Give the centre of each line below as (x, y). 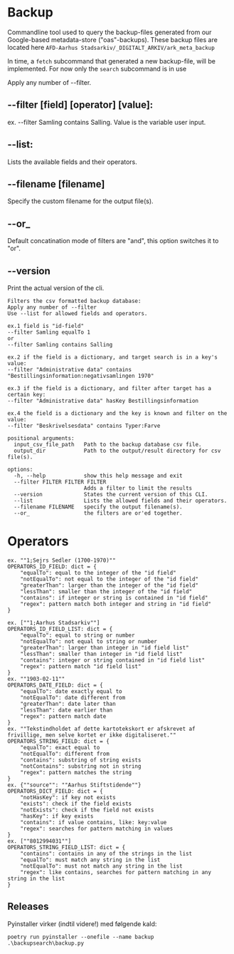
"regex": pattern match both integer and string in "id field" (116, 604)
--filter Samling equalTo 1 (49, 332)
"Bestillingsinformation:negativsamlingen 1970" (81, 376)
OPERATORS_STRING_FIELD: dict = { (59, 741)
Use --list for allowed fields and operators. (78, 314)
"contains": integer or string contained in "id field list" (112, 660)
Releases (28, 907)
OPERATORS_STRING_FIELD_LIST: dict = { (67, 847)
